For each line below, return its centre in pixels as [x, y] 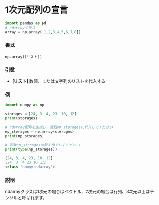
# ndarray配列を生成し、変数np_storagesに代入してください [59, 127]
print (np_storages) [25, 136]
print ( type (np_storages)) [31, 149]
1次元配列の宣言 [37, 10]
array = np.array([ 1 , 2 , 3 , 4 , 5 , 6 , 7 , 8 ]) [43, 32]
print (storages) [21, 118]
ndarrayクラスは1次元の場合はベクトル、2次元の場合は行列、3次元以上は [78, 192]
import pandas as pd [26, 23]
